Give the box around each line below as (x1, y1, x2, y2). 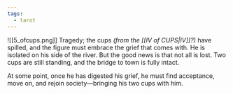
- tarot (13, 17, 36, 24)
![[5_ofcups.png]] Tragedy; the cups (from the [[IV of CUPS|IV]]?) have (7, 36, 212, 44)
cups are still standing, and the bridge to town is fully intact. (7, 58, 180, 66)
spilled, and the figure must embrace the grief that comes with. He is (7, 43, 205, 52)
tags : (7, 10, 23, 17)
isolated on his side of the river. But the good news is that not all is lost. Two (7, 50, 226, 59)
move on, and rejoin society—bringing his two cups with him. (7, 79, 183, 87)
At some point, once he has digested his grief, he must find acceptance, (7, 71, 215, 80)
